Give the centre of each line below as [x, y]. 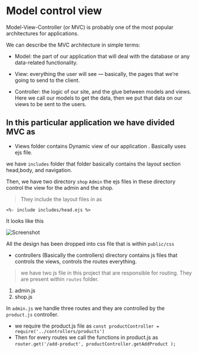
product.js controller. [32, 314]
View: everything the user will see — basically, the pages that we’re [96, 74]
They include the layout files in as [61, 199]
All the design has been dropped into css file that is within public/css [90, 243]
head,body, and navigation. [39, 170]
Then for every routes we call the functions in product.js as [86, 337]
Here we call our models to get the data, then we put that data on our [98, 98]
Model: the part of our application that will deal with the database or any [102, 56]
